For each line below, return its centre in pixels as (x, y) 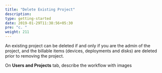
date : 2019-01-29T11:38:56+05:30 (39, 23)
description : (18, 14)
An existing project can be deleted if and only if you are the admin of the (78, 46)
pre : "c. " (16, 28)
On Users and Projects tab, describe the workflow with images (69, 65)
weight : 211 (17, 32)
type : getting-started (28, 18)
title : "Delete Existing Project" (40, 9)
